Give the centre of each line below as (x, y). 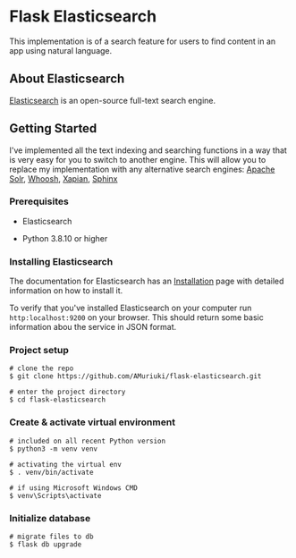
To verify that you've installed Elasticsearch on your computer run (131, 308)
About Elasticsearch (67, 79)
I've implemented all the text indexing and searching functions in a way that (148, 150)
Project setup (39, 351)
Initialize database (50, 518)
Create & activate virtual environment (93, 422)
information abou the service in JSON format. (93, 327)
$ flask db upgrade (46, 545)
